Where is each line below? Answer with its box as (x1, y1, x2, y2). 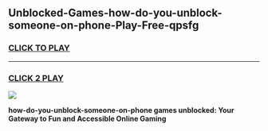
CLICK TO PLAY (8, 43, 70, 54)
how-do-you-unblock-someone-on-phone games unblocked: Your (8, 105, 235, 114)
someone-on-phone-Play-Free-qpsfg (8, 19, 199, 33)
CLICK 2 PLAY (8, 72, 64, 83)
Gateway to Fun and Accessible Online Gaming (8, 114, 167, 123)
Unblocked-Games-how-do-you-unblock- (8, 6, 223, 20)
